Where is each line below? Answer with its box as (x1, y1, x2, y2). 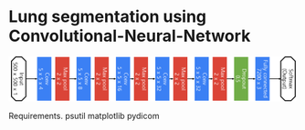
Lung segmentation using (8, 6, 207, 27)
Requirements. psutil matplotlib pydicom (8, 111, 160, 122)
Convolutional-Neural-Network (8, 25, 251, 46)
